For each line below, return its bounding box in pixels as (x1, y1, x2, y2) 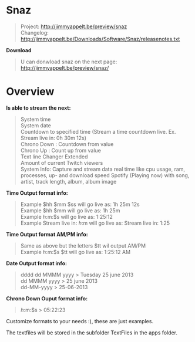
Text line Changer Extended (20, 153, 88, 160)
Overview (6, 85, 55, 99)
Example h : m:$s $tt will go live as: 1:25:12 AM (20, 248, 131, 255)
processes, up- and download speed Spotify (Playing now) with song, (20, 171, 190, 179)
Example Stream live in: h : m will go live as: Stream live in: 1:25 (20, 219, 170, 226)
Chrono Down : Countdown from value (20, 140, 114, 147)
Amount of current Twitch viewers (20, 159, 103, 166)
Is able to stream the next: (6, 104, 71, 111)
